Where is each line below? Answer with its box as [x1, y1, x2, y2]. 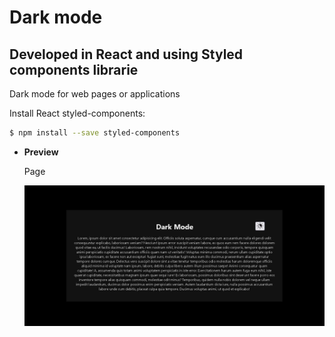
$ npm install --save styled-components [9, 128, 181, 138]
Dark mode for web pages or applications [9, 88, 181, 100]
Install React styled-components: [9, 107, 146, 119]
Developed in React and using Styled [9, 46, 244, 63]
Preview [23, 146, 59, 158]
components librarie [9, 61, 139, 78]
